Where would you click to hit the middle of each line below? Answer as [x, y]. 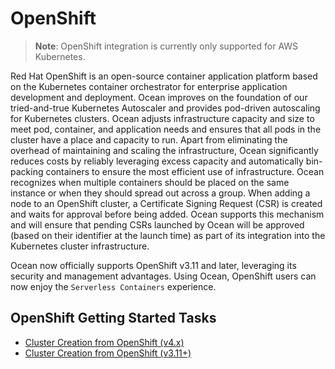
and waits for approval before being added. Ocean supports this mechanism [167, 214]
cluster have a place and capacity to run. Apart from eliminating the [149, 139]
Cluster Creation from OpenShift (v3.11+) [108, 353]
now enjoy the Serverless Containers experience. [113, 286]
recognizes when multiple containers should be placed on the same [150, 182]
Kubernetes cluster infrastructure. [80, 246]
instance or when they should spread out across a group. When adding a [160, 193]
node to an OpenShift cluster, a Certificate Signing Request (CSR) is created [166, 203]
